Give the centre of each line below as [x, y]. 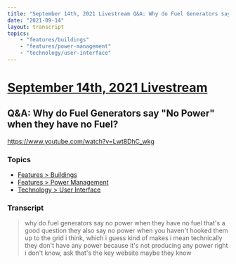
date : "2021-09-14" [36, 20]
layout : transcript [36, 27]
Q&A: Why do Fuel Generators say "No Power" [111, 113]
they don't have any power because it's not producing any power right [126, 246]
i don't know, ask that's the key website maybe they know [108, 253]
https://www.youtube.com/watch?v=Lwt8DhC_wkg [81, 141]
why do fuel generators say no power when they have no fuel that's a [125, 223]
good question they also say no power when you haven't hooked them [126, 231]
